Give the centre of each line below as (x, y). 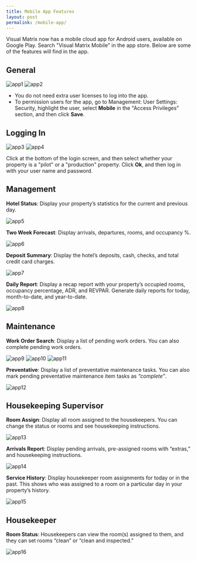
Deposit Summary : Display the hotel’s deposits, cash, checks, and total (92, 255)
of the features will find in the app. (47, 52)
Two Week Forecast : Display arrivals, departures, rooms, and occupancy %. (98, 232)
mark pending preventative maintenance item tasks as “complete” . (86, 376)
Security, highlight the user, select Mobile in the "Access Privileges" (97, 108)
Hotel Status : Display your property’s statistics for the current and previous (97, 203)
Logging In (26, 133)
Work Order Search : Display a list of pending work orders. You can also (93, 341)
